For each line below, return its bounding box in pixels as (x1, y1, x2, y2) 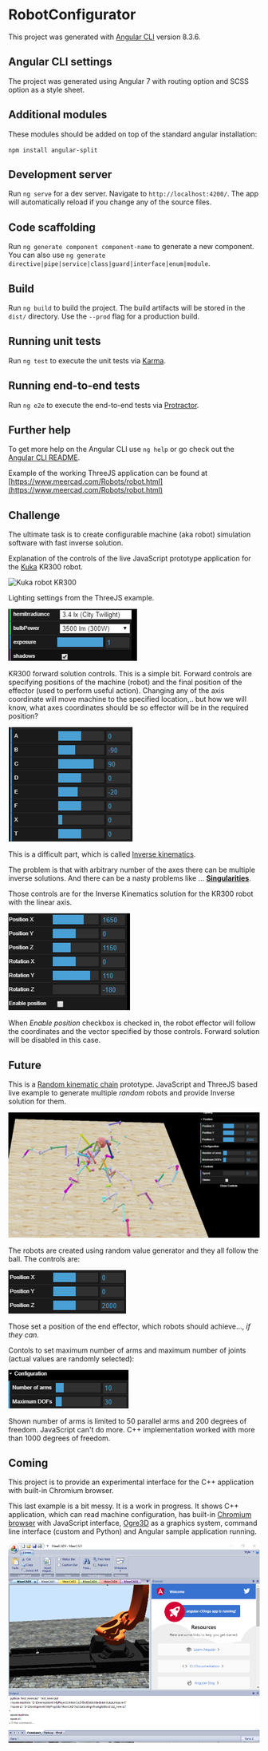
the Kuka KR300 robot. (8, 562, 84, 572)
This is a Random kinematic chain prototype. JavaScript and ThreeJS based (8, 1080, 258, 1089)
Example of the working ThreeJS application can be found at (8, 469, 208, 478)
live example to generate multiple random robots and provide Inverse (8, 1088, 235, 1098)
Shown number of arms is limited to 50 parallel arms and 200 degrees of (8, 1416, 247, 1426)
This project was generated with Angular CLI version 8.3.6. (8, 32, 201, 42)
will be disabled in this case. (8, 1036, 101, 1045)
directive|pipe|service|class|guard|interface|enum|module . (8, 259, 211, 268)
